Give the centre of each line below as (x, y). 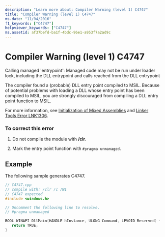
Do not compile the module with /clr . (49, 139)
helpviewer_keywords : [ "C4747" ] (38, 28)
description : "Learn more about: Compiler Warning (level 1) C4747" (77, 10)
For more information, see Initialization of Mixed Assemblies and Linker (77, 110)
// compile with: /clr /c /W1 (36, 189)
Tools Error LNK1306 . (27, 116)
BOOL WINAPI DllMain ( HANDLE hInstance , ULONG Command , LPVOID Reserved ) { (83, 221)
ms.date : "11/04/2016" (28, 19)
